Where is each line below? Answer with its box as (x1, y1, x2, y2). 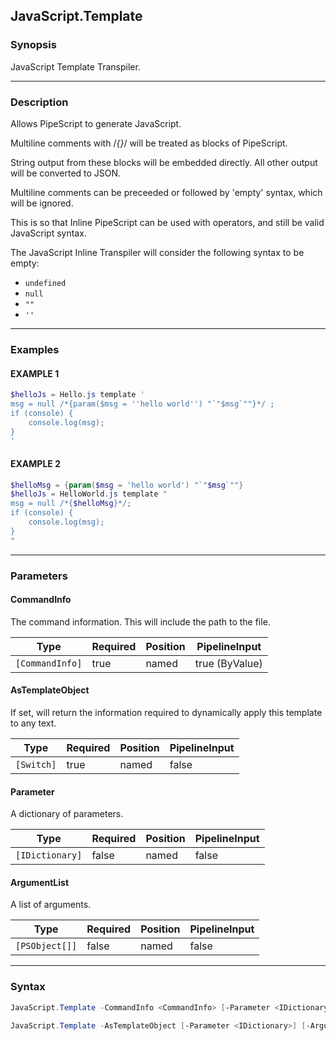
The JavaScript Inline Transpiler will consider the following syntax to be (10, 246, 305, 258)
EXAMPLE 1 (10, 367, 60, 379)
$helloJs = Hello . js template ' (10, 390, 145, 400)
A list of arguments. (10, 899, 92, 911)
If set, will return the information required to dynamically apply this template (10, 707, 323, 719)
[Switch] (15, 759, 57, 771)
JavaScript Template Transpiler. (10, 60, 141, 73)
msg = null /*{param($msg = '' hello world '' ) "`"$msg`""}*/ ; (10, 399, 275, 409)
